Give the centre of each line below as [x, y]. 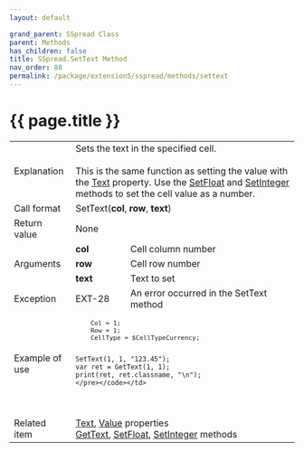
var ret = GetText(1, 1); [123, 367]
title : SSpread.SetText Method [68, 60]
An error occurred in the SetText [199, 293]
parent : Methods [40, 42]
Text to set [152, 278]
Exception [35, 298]
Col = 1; [105, 323]
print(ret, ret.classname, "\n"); [138, 375]
